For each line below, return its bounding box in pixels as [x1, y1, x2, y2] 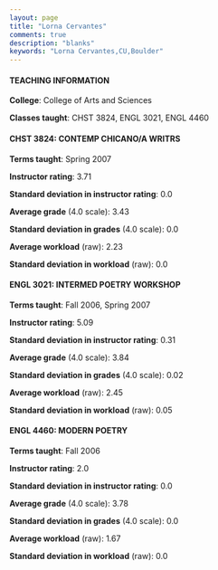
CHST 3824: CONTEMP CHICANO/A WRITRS [9, 133, 181, 144]
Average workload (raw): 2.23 [9, 241, 124, 252]
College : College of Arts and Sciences [9, 95, 152, 106]
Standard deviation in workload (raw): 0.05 [9, 404, 174, 415]
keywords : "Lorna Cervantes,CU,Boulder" [9, 47, 165, 56]
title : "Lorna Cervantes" [9, 22, 107, 31]
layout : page [9, 13, 59, 23]
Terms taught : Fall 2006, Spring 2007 [9, 299, 151, 310]
